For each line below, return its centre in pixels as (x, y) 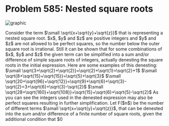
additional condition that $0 (34, 119)
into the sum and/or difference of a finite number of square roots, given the (84, 114)
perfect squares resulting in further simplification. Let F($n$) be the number (84, 103)
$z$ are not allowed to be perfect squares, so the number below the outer (82, 43)
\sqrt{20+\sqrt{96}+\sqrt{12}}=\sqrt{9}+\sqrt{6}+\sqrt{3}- (66, 81)
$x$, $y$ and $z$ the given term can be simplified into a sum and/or (77, 54)
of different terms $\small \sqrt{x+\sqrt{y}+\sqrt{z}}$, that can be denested (84, 108)
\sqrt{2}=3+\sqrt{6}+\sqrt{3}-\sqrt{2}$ (46, 86)
